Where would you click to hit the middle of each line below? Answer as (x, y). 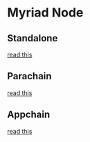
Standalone (33, 38)
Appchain (29, 115)
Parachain (29, 76)
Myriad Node (45, 13)
